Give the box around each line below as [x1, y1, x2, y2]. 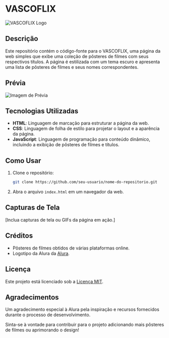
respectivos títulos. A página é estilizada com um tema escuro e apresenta [5, 59, 160, 65]
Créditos [5, 231, 33, 240]
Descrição [5, 34, 38, 43]
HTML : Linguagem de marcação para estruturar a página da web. [12, 120, 149, 126]
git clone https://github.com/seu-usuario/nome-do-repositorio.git [12, 180, 157, 185]
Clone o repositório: [12, 170, 54, 176]
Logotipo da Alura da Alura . [12, 250, 70, 256]
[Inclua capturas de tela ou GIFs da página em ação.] [5, 217, 116, 223]
